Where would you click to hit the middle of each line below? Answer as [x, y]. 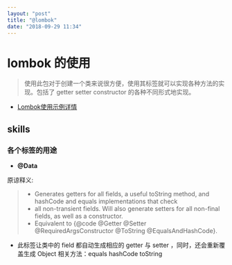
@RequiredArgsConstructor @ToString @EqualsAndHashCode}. [126, 231]
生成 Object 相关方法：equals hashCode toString [93, 254]
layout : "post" [29, 14]
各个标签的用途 [32, 150]
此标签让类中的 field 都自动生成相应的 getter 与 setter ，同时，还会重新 [118, 245]
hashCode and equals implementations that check [106, 201]
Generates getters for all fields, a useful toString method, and [122, 194]
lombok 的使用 [49, 63]
